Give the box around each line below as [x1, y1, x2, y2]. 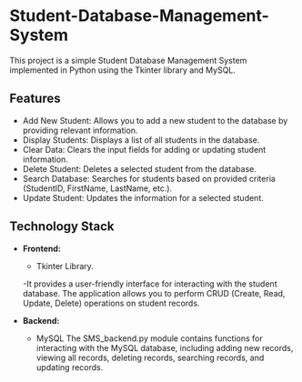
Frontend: [22, 243, 61, 254]
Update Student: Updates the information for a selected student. [22, 192, 264, 203]
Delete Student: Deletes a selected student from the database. [22, 163, 257, 174]
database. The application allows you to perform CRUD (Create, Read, [22, 287, 286, 298]
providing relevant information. [22, 125, 138, 136]
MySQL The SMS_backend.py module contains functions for [35, 333, 263, 344]
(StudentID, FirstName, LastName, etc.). [22, 183, 173, 194]
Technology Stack [9, 219, 115, 235]
